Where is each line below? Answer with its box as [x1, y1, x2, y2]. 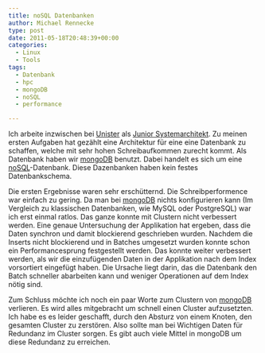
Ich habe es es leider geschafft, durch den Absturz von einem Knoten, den [8, 312, 252, 322]
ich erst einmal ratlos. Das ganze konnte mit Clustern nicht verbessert [8, 212, 237, 222]
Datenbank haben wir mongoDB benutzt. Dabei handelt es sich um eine [8, 154, 243, 164]
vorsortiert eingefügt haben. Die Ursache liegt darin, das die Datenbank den [8, 263, 257, 273]
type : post [8, 26, 45, 34]
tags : [8, 64, 26, 72]
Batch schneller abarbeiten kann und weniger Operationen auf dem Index [8, 271, 249, 281]
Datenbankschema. [8, 172, 72, 181]
